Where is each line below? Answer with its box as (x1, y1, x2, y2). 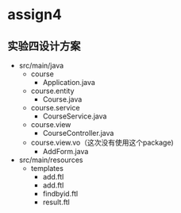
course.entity (30, 86, 75, 95)
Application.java (42, 78, 96, 87)
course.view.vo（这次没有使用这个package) (30, 137, 174, 147)
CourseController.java (42, 129, 114, 137)
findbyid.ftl (42, 189, 79, 198)
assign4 (7, 6, 63, 24)
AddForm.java (42, 147, 89, 156)
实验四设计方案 (7, 39, 81, 52)
